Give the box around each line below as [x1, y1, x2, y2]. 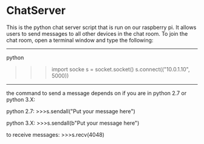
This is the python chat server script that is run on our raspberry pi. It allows [6, 24, 197, 31]
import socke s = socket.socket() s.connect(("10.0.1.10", [51, 65, 190, 73]
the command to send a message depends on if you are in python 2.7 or [6, 89, 187, 97]
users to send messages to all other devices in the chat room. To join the [6, 30, 188, 37]
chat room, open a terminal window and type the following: [6, 36, 154, 44]
